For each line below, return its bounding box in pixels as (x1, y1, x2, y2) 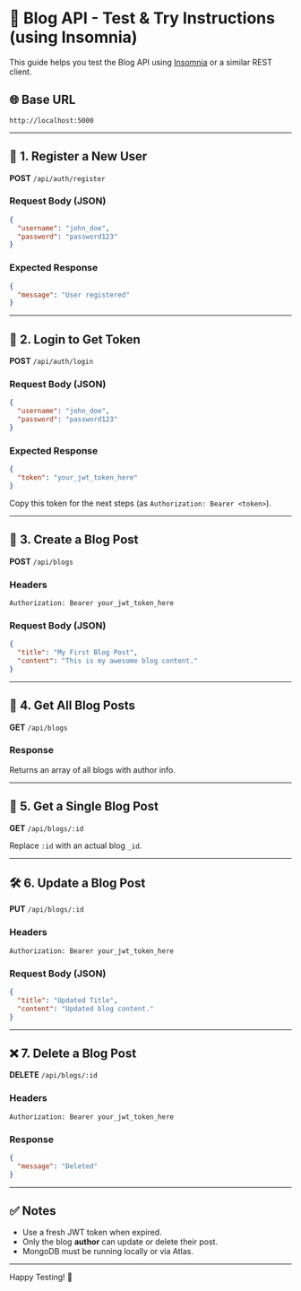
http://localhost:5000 (9, 116, 94, 125)
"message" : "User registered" (17, 290, 130, 299)
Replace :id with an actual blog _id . (9, 840, 142, 851)
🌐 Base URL (9, 92, 76, 108)
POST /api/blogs (9, 556, 73, 567)
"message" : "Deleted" (17, 1161, 99, 1171)
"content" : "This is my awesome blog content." (17, 656, 199, 665)
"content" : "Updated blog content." (17, 1004, 154, 1013)
